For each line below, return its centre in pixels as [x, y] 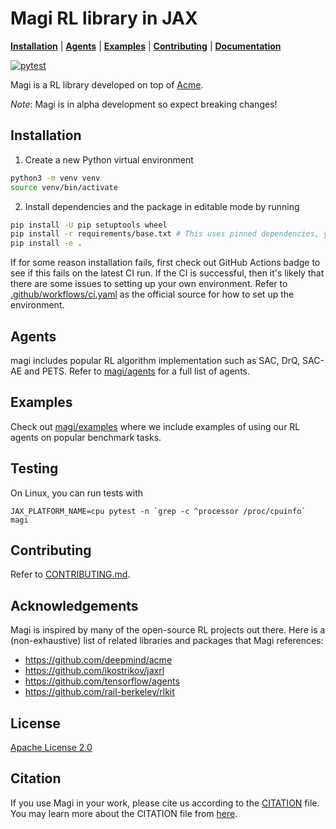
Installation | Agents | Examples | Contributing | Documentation [146, 46]
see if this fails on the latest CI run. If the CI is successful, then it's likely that [167, 273]
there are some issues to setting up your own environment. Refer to [149, 284]
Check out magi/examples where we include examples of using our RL [155, 426]
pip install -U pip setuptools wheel [89, 225]
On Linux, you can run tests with [77, 493]
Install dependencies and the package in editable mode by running [162, 206]
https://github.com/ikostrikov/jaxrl [94, 671]
